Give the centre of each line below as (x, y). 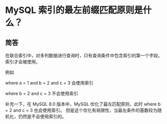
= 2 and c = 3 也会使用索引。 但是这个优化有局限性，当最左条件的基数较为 (81, 110)
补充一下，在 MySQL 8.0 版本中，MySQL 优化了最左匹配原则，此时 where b (83, 104)
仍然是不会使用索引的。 (42, 117)
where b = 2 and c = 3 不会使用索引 (42, 93)
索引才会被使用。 (23, 62)
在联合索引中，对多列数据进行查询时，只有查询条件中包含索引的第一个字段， (84, 56)
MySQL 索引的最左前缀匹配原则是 (74, 10)
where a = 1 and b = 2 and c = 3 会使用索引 (49, 83)
